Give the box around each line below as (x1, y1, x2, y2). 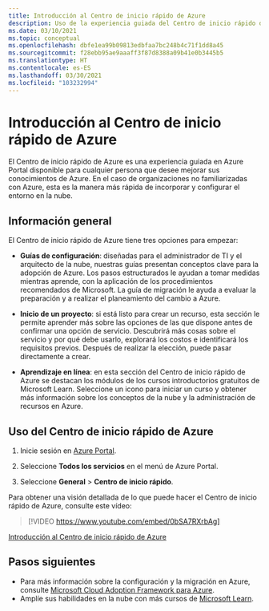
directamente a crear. (19, 352, 91, 362)
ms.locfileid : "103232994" (8, 79, 98, 87)
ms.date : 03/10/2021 (8, 26, 78, 34)
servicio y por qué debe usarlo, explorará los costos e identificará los (19, 334, 249, 345)
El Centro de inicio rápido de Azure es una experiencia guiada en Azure (8, 157, 244, 167)
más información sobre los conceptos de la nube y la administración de (19, 393, 256, 403)
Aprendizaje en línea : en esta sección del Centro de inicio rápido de (19, 367, 246, 377)
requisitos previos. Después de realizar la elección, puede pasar (19, 343, 232, 353)
